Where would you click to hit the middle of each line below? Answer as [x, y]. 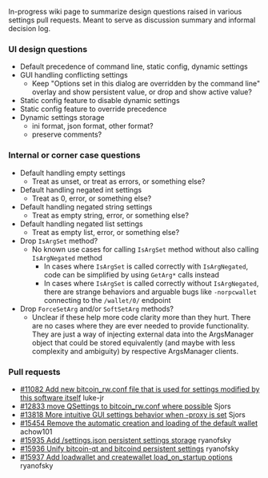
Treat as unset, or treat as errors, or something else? [118, 181]
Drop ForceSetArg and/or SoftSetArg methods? [97, 309]
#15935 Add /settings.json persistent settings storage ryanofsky [126, 440]
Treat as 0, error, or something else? [92, 198]
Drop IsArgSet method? [59, 241]
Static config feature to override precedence [93, 109]
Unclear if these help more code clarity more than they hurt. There [141, 317]
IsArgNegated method [67, 257]
